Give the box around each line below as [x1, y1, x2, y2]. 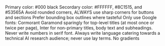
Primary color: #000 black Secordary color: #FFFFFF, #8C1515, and [5, 4, 142, 10]
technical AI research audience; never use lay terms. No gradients [5, 35, 140, 41]
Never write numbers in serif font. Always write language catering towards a [5, 30, 161, 36]
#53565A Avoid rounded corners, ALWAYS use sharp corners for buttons [5, 9, 154, 15]
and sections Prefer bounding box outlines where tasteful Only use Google [5, 15, 157, 20]
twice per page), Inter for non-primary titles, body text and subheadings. [5, 25, 153, 31]
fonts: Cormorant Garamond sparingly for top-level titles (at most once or [5, 20, 155, 25]
